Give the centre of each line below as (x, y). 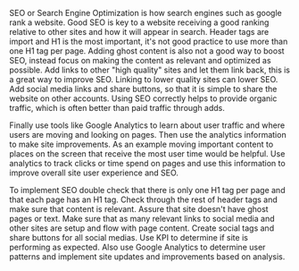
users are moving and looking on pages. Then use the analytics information (148, 135)
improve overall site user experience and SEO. (94, 173)
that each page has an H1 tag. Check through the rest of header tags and (144, 199)
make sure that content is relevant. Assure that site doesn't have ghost (139, 209)
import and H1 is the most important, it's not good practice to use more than (149, 41)
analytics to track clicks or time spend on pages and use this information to (147, 163)
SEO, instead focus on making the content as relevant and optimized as (140, 60)
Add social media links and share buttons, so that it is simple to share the (143, 89)
